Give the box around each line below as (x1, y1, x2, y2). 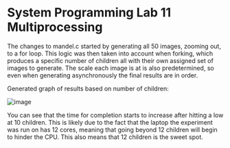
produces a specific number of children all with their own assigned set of (7, 56, 214, 64)
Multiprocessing (7, 19, 103, 35)
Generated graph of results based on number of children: (7, 84, 170, 92)
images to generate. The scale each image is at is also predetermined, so (7, 64, 214, 72)
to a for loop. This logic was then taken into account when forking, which (7, 49, 214, 58)
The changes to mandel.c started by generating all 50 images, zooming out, (7, 42, 222, 50)
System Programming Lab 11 (7, 5, 172, 21)
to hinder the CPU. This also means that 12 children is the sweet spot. (7, 132, 204, 141)
